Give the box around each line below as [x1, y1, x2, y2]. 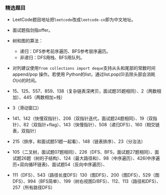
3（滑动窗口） [12, 105, 42, 111]
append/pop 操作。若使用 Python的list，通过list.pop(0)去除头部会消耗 [12, 71, 156, 78]
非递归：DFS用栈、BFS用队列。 [19, 55, 85, 61]
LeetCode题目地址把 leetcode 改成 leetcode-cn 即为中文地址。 [12, 16, 136, 23]
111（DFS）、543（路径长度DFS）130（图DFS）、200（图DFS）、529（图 [12, 172, 160, 178]
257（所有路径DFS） [12, 185, 55, 191]
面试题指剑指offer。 [12, 27, 53, 33]
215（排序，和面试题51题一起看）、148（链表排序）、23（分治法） [12, 138, 146, 145]
